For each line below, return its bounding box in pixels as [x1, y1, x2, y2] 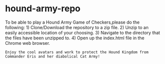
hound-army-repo [5, 3, 81, 14]
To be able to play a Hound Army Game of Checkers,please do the [5, 19, 140, 25]
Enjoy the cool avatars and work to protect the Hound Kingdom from [5, 50, 149, 55]
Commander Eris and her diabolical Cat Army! [5, 54, 100, 59]
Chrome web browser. [5, 40, 50, 46]
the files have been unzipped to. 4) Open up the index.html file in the [5, 35, 144, 41]
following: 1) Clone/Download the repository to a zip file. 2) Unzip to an [5, 24, 149, 30]
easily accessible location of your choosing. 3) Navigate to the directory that [5, 30, 160, 35]
